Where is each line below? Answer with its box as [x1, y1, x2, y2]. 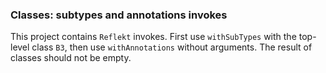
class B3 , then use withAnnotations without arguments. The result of [31, 41, 313, 53]
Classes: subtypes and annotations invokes [10, 8, 228, 22]
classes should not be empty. [10, 52, 132, 64]
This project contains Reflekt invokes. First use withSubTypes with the [10, 31, 297, 43]
